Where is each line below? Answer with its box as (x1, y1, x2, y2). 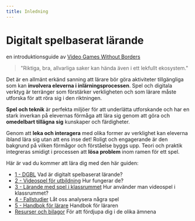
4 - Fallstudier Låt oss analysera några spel (14, 195, 119, 202)
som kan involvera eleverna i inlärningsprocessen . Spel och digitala (6, 82, 173, 89)
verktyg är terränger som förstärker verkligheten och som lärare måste (6, 88, 177, 95)
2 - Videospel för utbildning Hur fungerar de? (14, 177, 124, 184)
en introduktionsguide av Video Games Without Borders (6, 53, 141, 60)
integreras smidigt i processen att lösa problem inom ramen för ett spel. (6, 148, 180, 155)
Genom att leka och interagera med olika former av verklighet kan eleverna (6, 129, 189, 136)
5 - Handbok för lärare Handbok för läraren (14, 202, 118, 209)
